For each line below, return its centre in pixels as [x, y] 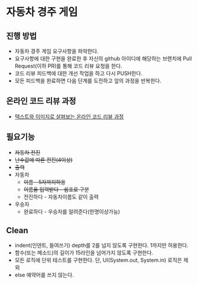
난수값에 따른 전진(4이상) [43, 160]
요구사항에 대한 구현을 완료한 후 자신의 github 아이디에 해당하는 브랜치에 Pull [103, 59]
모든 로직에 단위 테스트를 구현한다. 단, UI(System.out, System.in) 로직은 [98, 260]
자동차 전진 [27, 152]
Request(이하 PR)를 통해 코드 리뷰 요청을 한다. [68, 66]
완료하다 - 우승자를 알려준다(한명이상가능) [72, 211]
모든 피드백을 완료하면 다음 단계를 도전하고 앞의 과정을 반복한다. [88, 81]
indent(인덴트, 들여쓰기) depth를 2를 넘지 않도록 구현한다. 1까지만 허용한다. [102, 246]
